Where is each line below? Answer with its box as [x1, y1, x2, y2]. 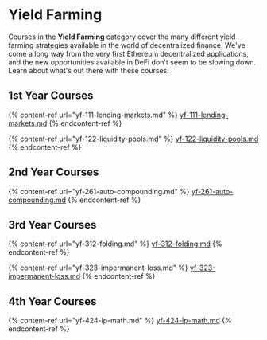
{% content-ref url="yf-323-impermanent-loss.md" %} [8, 263, 188, 272]
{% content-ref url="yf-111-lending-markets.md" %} [8, 110, 179, 119]
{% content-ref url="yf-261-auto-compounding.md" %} [8, 186, 190, 196]
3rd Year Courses [8, 217, 97, 232]
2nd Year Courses [8, 166, 99, 179]
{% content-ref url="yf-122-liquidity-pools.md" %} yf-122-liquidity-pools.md [8, 134, 259, 143]
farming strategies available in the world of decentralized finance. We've [8, 40, 246, 49]
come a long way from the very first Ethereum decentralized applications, [8, 49, 249, 58]
